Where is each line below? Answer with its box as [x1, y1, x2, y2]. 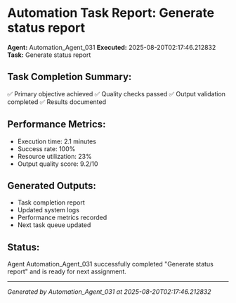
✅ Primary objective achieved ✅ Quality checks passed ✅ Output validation [7, 89, 226, 98]
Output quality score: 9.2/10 [17, 160, 98, 168]
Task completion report [17, 198, 86, 207]
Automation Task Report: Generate [7, 5, 215, 21]
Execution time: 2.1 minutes [17, 137, 97, 146]
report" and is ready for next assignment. [7, 267, 126, 276]
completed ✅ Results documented [7, 97, 107, 106]
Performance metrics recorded [17, 213, 107, 222]
